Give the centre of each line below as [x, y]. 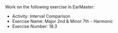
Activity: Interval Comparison [41, 16]
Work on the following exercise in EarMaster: [50, 7]
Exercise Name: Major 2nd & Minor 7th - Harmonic [62, 21]
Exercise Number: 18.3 [34, 26]
